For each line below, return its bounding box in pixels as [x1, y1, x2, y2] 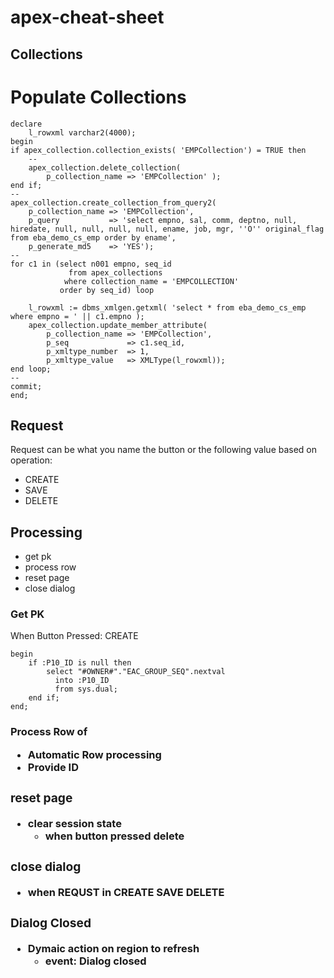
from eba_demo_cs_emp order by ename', [10, 232, 177, 243]
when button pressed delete [44, 829, 185, 843]
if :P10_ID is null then [28, 658, 132, 668]
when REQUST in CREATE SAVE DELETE [27, 885, 225, 899]
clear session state [27, 816, 122, 830]
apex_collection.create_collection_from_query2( [10, 197, 217, 208]
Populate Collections [10, 86, 187, 108]
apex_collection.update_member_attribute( [28, 320, 208, 330]
